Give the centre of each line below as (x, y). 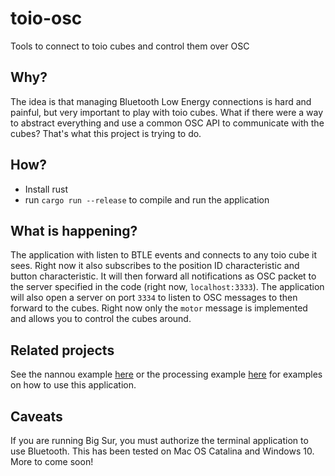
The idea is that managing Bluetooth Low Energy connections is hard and (161, 101)
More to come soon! (52, 461)
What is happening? (74, 230)
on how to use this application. (73, 385)
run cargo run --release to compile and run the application (147, 199)
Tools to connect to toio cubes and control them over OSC (130, 46)
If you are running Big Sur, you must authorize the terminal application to (159, 440)
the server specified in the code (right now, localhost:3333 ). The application (167, 287)
